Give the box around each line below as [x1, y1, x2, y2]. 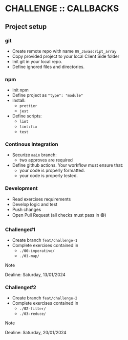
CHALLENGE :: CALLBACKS [5, 3, 119, 14]
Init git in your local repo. [12, 58, 63, 64]
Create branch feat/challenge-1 [12, 237, 78, 243]
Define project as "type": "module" [12, 92, 83, 98]
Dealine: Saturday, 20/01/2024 [5, 330, 67, 336]
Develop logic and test [12, 201, 58, 207]
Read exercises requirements [12, 196, 71, 202]
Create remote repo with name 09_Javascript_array [12, 48, 117, 54]
